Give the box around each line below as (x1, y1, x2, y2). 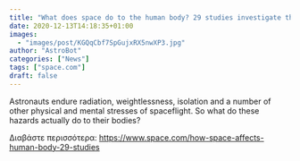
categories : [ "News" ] (9, 55, 90, 64)
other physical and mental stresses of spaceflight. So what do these (9, 105, 260, 116)
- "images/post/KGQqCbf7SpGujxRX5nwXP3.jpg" (17, 38, 186, 47)
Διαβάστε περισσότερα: (9, 131, 97, 143)
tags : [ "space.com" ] (9, 64, 87, 72)
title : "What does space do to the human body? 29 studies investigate (9, 13, 281, 22)
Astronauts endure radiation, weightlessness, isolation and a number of (9, 96, 271, 106)
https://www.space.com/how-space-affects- (98, 131, 265, 143)
